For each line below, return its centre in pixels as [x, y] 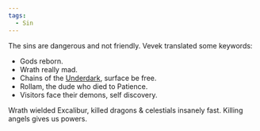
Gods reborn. [41, 61]
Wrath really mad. [48, 69]
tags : [17, 15]
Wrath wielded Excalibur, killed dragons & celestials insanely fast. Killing [126, 110]
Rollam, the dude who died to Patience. [84, 86]
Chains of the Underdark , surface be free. [88, 78]
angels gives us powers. [48, 118]
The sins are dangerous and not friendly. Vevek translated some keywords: [130, 45]
